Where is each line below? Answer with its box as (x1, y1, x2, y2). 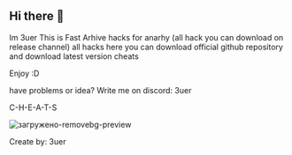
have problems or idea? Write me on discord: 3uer (9, 85, 192, 95)
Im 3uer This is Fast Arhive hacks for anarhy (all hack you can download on (9, 32, 284, 42)
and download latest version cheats (9, 50, 139, 62)
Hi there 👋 (9, 9, 65, 24)
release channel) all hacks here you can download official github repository (9, 41, 283, 52)
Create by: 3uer (9, 136, 66, 146)
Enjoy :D (9, 68, 40, 78)
